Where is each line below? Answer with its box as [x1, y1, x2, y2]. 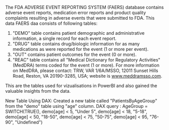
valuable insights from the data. [5, 88, 71, 94]
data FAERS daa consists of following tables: [5, 20, 98, 26]
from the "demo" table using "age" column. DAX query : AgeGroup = [5, 103, 148, 109]
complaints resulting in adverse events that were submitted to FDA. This [5, 15, 155, 21]
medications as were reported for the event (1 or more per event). [12, 46, 149, 52]
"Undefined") [15, 119, 43, 125]
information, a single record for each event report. [12, 35, 117, 41]
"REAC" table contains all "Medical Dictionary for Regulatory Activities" [12, 57, 160, 62]
